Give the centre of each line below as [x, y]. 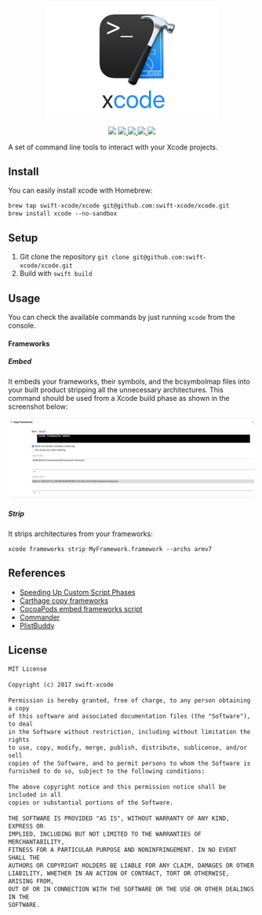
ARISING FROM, [31, 882]
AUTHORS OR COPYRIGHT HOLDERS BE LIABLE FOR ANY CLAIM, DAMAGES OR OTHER [131, 866]
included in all [35, 795]
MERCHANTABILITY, [36, 842]
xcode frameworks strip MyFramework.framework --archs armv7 [110, 549]
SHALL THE [24, 858]
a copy [19, 709]
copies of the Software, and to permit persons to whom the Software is [129, 764]
